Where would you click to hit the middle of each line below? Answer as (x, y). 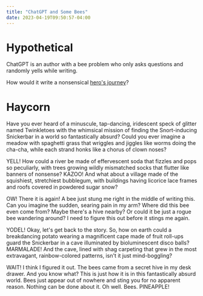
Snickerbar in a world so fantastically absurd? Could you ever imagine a (96, 136)
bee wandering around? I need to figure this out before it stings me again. (98, 218)
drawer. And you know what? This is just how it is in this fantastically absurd (101, 274)
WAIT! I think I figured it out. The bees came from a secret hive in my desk (99, 267)
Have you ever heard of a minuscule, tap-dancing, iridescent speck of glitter (101, 124)
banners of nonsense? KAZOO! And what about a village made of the (92, 174)
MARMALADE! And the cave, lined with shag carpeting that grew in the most (101, 249)
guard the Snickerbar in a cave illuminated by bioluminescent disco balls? (98, 243)
